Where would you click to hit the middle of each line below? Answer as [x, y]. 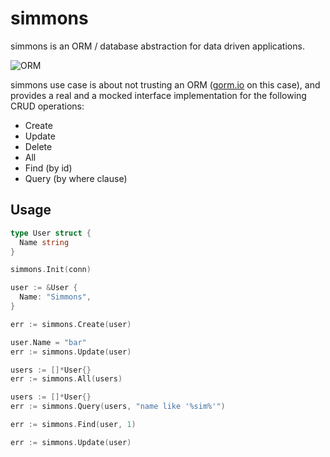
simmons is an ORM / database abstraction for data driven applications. [157, 46]
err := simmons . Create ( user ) [71, 324]
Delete [38, 146]
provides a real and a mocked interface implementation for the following [158, 95]
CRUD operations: [47, 106]
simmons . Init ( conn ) [51, 270]
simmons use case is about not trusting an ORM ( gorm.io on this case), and [165, 84]
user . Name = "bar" [48, 342]
